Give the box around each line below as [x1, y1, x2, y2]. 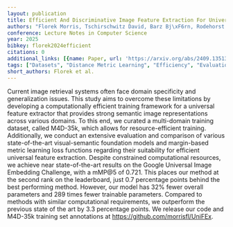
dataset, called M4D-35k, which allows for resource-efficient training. [7, 124, 207, 132]
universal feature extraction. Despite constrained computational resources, [7, 153, 221, 161]
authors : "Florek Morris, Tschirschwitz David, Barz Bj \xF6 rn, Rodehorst [7, 23, 225, 30]
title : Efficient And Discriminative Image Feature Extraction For [7, 17, 207, 24]
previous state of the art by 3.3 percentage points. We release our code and [7, 205, 224, 213]
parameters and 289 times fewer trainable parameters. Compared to [7, 190, 202, 198]
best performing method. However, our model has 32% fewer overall [7, 183, 203, 191]
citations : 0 [7, 49, 45, 56]
